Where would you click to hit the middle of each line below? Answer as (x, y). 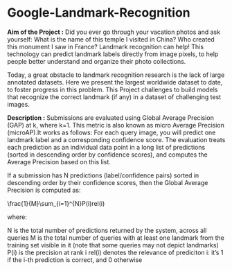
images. (18, 104)
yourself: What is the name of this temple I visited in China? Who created (111, 39)
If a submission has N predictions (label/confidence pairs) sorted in (103, 175)
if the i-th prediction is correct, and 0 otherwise (75, 260)
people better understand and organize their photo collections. (97, 61)
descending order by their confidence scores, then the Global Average (108, 182)
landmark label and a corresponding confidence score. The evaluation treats (116, 139)
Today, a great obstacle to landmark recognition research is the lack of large (116, 75)
